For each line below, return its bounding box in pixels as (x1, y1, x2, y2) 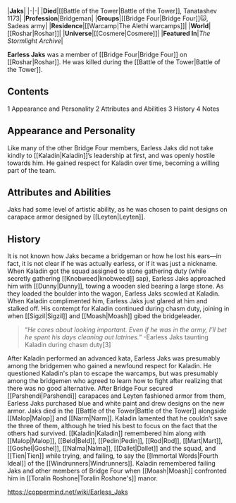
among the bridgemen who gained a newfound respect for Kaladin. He (7, 362, 212, 370)
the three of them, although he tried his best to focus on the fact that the (7, 422, 218, 430)
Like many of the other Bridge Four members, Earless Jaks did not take (7, 143, 213, 152)
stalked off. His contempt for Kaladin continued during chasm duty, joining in (7, 304, 230, 313)
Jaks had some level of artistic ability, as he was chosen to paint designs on (7, 205, 228, 214)
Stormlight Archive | (7, 37, 63, 45)
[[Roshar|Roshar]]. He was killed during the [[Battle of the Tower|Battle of (7, 58, 221, 66)
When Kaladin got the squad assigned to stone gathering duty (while (7, 267, 206, 275)
